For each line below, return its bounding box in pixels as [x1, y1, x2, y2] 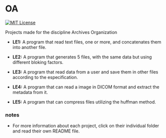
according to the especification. [12, 74, 78, 80]
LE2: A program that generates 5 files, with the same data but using [12, 53, 152, 60]
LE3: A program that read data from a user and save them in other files [12, 68, 158, 75]
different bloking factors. [12, 59, 63, 65]
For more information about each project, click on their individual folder [12, 123, 159, 129]
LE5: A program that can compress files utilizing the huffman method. [12, 98, 156, 105]
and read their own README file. [12, 128, 80, 134]
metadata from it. [12, 89, 48, 95]
